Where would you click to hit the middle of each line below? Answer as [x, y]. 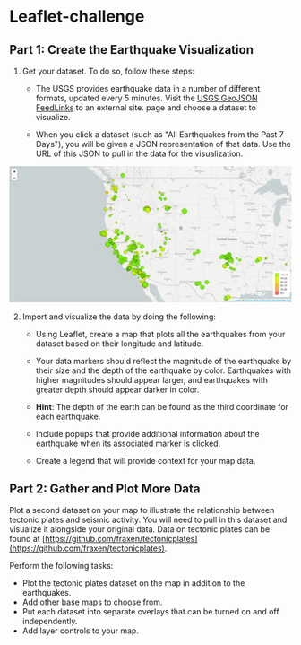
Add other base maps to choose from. [92, 602]
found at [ [27, 539]
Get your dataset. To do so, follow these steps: [108, 71]
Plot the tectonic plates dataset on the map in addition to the [133, 583]
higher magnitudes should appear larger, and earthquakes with [152, 379]
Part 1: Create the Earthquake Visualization [131, 50]
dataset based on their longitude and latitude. [120, 344]
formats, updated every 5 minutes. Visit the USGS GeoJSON [146, 98]
